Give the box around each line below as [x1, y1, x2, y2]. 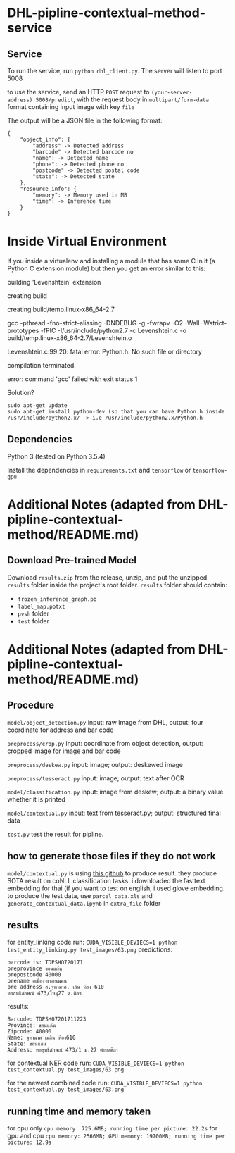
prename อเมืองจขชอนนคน [7, 978, 68, 985]
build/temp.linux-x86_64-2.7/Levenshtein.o [7, 333, 132, 342]
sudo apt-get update [7, 401, 68, 409]
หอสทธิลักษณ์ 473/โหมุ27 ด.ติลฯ [7, 990, 82, 997]
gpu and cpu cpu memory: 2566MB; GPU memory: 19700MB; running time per [7, 1132, 225, 1140]
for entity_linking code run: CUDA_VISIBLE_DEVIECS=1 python [7, 938, 178, 947]
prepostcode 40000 [7, 971, 61, 978]
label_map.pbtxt [17, 603, 65, 610]
